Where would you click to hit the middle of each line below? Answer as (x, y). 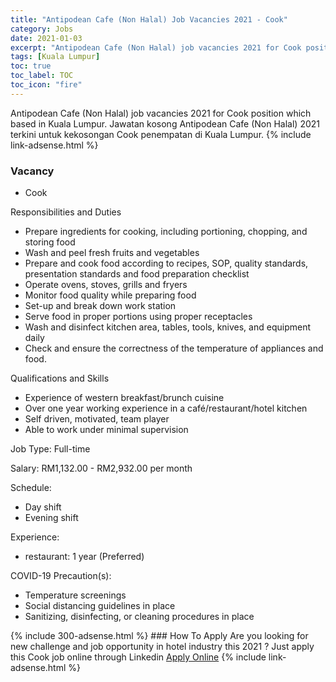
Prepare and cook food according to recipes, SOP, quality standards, (166, 263)
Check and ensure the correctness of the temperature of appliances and (174, 348)
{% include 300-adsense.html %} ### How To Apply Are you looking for (159, 636)
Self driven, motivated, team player (97, 419)
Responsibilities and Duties (66, 212)
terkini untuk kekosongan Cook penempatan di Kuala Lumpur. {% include (161, 134)
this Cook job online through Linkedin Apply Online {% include (138, 657)
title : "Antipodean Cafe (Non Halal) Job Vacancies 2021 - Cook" (149, 19)
